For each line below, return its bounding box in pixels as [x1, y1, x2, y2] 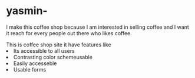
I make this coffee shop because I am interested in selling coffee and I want [6, 23, 190, 30]
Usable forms [14, 66, 47, 73]
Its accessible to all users [14, 47, 75, 54]
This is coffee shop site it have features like [6, 41, 111, 48]
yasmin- [6, 4, 48, 18]
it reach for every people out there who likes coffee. [6, 29, 133, 36]
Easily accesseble [14, 60, 57, 67]
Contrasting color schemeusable [14, 53, 93, 60]
